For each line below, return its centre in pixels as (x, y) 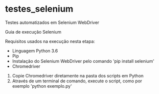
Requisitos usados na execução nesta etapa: (50, 41)
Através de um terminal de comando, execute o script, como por (77, 81)
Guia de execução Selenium (33, 32)
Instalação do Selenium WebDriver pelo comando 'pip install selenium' (83, 61)
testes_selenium (39, 9)
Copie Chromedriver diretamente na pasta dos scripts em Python (78, 75)
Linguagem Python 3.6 (35, 51)
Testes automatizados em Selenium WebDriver (52, 22)
